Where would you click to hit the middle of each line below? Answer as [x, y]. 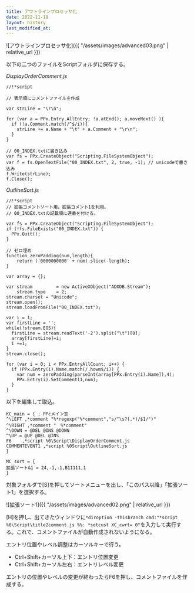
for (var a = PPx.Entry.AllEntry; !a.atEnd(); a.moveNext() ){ [85, 119]
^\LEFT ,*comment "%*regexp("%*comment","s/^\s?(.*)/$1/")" [81, 420]
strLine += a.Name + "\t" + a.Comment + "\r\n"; [77, 130]
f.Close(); [19, 179]
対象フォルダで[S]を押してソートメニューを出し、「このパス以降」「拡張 [92, 485]
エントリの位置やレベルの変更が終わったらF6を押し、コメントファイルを [94, 577]
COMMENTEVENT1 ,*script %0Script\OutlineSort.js [67, 446]
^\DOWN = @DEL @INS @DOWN [38, 431]
